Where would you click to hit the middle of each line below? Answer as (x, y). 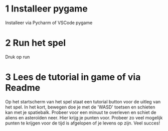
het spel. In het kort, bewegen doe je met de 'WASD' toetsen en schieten (80, 107)
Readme (23, 88)
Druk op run (18, 57)
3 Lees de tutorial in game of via (73, 77)
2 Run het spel (36, 43)
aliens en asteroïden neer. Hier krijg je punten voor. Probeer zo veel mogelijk (84, 117)
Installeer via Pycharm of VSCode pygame (49, 23)
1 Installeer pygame (46, 9)
